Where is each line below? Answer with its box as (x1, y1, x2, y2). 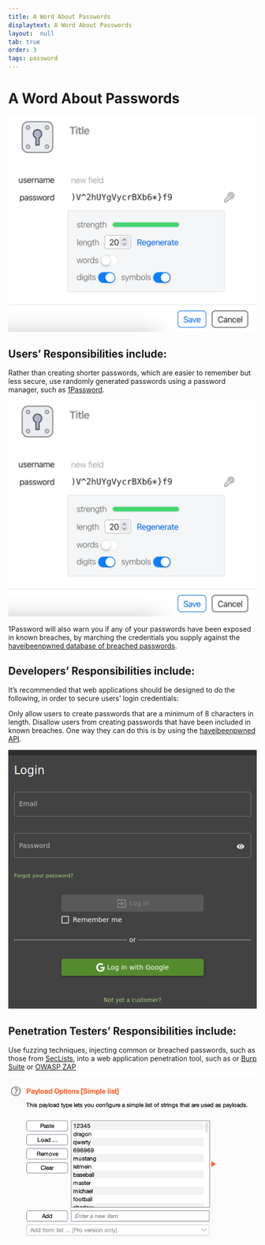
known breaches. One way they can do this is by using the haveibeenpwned (8, 726, 256, 735)
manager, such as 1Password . (8, 385, 105, 395)
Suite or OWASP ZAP (8, 1062, 77, 1072)
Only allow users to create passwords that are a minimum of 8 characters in (8, 709, 254, 719)
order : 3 (8, 46, 37, 55)
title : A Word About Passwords (8, 13, 111, 21)
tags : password (8, 55, 58, 63)
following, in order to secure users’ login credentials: (8, 693, 179, 704)
